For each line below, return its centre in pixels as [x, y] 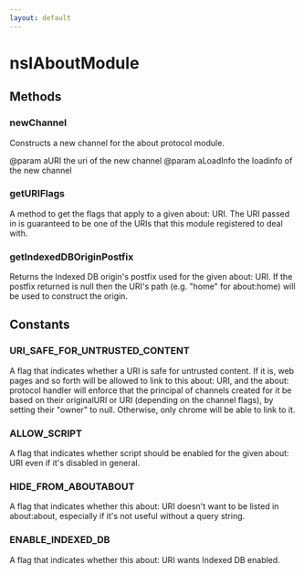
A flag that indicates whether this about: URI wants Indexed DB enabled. [145, 559]
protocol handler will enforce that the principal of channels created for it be [151, 390]
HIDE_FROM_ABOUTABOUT [72, 487]
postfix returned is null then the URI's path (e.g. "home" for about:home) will [152, 287]
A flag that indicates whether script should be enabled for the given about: [149, 453]
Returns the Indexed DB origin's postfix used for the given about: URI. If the [151, 277]
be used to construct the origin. [68, 296]
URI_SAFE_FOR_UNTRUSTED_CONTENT [100, 351]
